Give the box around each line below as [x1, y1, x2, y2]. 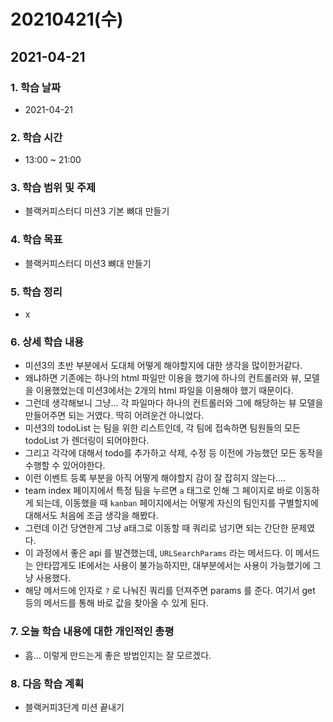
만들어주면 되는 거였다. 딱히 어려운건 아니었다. [24, 410, 205, 422]
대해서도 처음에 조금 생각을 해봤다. [24, 510, 159, 522]
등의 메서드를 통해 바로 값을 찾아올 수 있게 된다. [24, 597, 209, 609]
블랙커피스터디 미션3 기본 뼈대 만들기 [24, 205, 170, 217]
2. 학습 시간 [10, 130, 63, 144]
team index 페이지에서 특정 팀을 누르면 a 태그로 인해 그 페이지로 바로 [24, 485, 293, 497]
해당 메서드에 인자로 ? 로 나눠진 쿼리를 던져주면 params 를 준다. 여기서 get [24, 585, 316, 597]
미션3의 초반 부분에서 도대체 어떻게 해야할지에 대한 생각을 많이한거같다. [24, 360, 303, 372]
